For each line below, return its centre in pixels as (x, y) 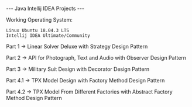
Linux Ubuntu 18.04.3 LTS (37, 30)
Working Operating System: (40, 20)
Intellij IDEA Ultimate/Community (48, 36)
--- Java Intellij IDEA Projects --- (45, 8)
